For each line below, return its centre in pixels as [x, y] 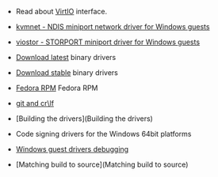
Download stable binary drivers [67, 73]
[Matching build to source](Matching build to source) [102, 164]
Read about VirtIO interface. [61, 11]
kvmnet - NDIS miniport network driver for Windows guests [113, 26]
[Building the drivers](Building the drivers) [84, 119]
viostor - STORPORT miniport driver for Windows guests [108, 42]
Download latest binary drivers [66, 57]
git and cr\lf [34, 103]
